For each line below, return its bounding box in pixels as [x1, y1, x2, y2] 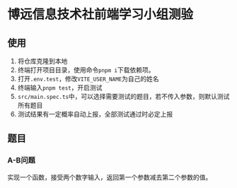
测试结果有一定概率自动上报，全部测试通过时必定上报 [17, 110, 173, 118]
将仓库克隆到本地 [17, 57, 68, 65]
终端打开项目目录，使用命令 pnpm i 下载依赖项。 [17, 66, 155, 74]
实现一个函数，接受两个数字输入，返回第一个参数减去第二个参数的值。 [7, 172, 212, 181]
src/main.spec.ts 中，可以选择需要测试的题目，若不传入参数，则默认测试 [17, 93, 230, 100]
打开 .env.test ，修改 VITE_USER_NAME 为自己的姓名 [17, 75, 159, 83]
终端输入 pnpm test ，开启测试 [17, 83, 103, 92]
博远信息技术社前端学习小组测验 [7, 6, 194, 23]
